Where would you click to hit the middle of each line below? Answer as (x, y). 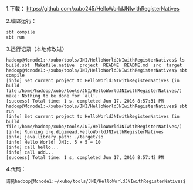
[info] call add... (30, 152)
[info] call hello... (33, 147)
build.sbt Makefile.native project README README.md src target (94, 65)
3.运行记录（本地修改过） (37, 49)
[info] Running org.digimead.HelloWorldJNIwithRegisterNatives (85, 132)
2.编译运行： (21, 21)
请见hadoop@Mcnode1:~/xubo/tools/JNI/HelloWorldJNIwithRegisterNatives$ (96, 181)
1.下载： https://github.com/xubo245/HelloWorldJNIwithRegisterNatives (93, 9)
